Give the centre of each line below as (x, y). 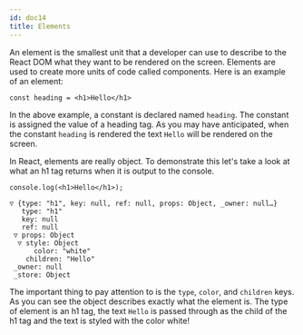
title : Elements (40, 26)
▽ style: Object (48, 243)
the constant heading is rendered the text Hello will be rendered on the (142, 133)
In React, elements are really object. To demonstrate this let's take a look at (150, 161)
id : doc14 (28, 18)
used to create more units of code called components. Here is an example (147, 71)
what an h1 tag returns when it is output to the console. (112, 171)
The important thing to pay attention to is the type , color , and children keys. (152, 291)
